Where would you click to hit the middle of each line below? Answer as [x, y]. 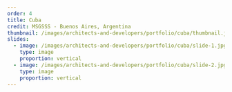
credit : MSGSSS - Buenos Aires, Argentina [69, 26]
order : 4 [20, 13]
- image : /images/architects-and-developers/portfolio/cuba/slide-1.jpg [120, 46]
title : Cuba [24, 20]
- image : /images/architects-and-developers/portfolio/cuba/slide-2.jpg [120, 65]
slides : [18, 39]
